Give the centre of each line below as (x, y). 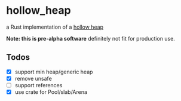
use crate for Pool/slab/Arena (51, 92)
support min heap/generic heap (54, 72)
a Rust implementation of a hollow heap (55, 27)
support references (39, 85)
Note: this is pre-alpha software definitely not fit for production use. (90, 38)
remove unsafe (33, 78)
